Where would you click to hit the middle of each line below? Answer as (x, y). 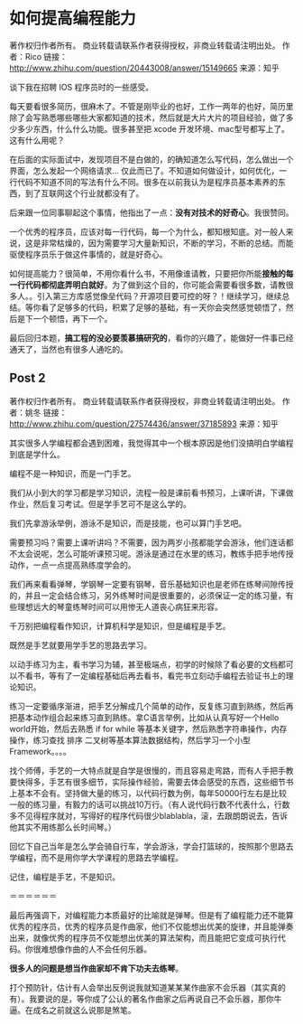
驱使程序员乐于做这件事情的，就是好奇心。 (88, 254)
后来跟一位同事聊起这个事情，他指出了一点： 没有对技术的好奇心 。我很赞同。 (151, 212)
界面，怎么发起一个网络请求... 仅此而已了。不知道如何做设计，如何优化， (144, 170)
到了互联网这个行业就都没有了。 (84, 193)
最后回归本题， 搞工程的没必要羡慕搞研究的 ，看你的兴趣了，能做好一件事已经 (151, 338)
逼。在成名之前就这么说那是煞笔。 (73, 1010)
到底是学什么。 (37, 454)
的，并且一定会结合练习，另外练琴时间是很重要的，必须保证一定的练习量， (147, 595)
